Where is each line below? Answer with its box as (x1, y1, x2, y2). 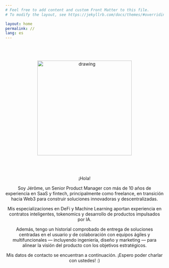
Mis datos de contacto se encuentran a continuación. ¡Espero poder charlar (6, 252, 163, 258)
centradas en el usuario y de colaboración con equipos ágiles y (19, 232, 150, 238)
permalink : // (5, 26, 35, 31)
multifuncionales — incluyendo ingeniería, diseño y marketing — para (12, 237, 157, 243)
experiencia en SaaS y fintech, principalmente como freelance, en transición (5, 191, 164, 197)
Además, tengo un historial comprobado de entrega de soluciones (16, 226, 153, 233)
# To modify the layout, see (5, 12, 66, 17)
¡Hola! (78, 175, 91, 182)
